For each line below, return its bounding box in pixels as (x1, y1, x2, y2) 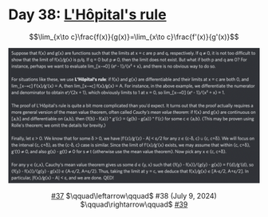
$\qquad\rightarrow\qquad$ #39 (80, 199, 188, 209)
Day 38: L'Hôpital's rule (8, 6, 167, 24)
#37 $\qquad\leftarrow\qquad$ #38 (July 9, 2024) (51, 191, 217, 200)
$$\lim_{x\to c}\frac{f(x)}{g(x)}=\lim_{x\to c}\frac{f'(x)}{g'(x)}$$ (29, 32, 239, 41)
